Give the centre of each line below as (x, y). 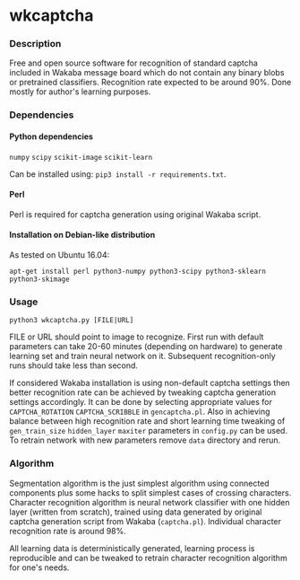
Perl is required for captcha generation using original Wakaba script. (135, 214)
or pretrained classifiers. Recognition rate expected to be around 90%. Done (150, 83)
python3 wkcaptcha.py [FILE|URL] (72, 321)
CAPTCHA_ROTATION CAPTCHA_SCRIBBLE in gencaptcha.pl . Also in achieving (140, 412)
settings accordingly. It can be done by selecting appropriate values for (141, 402)
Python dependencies (51, 136)
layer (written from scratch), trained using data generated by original (136, 512)
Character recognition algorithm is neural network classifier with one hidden (150, 502)
